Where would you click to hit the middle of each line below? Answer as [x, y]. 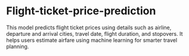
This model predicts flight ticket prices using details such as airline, [89, 27]
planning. [18, 46]
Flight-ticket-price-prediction [81, 11]
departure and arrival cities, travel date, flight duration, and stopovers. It [94, 33]
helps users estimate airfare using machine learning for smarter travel [92, 40]
